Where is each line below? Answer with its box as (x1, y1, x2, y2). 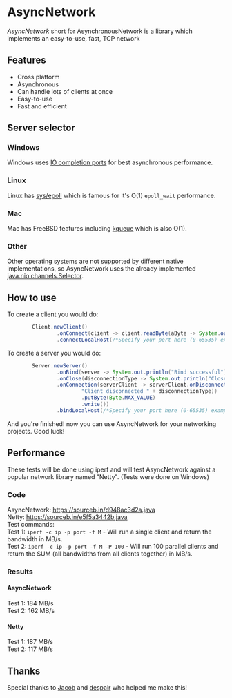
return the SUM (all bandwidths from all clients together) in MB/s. (7, 550, 193, 558)
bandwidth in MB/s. (7, 534, 63, 543)
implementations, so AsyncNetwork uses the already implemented (7, 264, 196, 273)
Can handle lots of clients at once (17, 87, 113, 95)
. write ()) (81, 401, 110, 408)
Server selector (7, 122, 76, 134)
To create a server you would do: (7, 349, 101, 357)
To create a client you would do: (7, 310, 99, 318)
